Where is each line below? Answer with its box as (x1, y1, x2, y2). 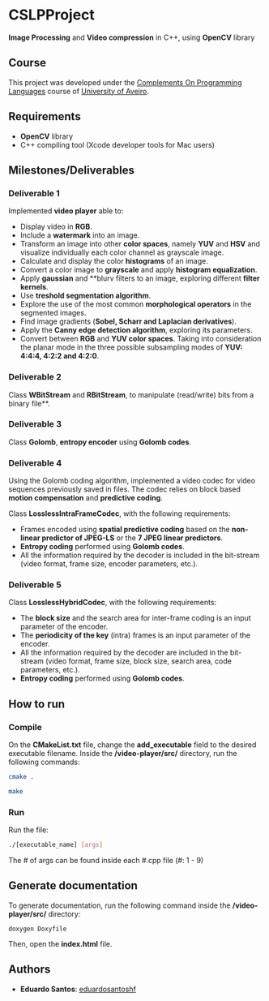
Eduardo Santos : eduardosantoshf (19, 984, 136, 994)
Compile (8, 721, 42, 732)
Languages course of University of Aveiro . (8, 86, 150, 96)
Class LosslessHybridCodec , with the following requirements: (8, 598, 217, 608)
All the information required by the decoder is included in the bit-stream (19, 550, 260, 561)
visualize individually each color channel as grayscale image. (19, 247, 224, 257)
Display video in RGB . (19, 221, 93, 232)
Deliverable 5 (8, 579, 62, 591)
